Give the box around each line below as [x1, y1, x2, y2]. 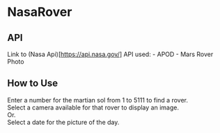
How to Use [7, 78, 58, 89]
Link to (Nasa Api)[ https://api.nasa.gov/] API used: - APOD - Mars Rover [7, 50, 214, 58]
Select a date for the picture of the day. [7, 118, 120, 126]
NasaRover [7, 4, 72, 20]
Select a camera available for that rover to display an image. [7, 103, 180, 112]
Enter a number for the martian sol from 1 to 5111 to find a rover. [7, 96, 188, 104]
